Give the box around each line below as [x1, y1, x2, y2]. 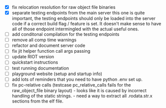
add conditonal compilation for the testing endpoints [11, 31, 120, 37]
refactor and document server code [11, 42, 86, 49]
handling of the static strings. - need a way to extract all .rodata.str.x [11, 93, 153, 99]
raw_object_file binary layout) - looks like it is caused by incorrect [11, 87, 147, 94]
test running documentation [11, 65, 69, 71]
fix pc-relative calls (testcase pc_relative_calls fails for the [11, 82, 131, 88]
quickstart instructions [11, 59, 58, 65]
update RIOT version [11, 54, 54, 60]
